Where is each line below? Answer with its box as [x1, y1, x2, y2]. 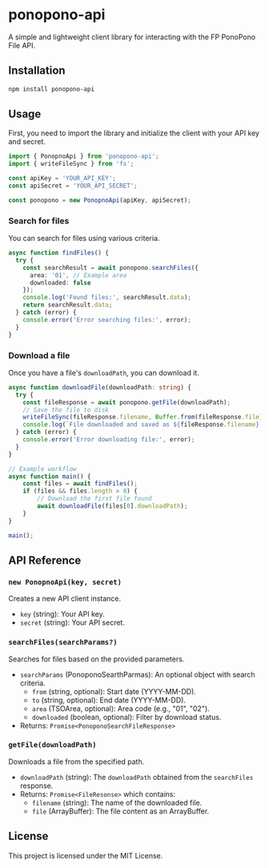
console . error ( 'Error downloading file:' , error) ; [22, 436, 195, 444]
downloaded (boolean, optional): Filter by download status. [31, 712, 222, 721]
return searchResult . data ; [22, 301, 113, 309]
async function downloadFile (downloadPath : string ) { [8, 383, 192, 392]
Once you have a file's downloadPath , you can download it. [8, 368, 200, 377]
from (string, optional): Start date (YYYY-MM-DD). [31, 686, 196, 696]
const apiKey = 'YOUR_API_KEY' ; [8, 175, 116, 183]
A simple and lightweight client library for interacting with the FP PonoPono [8, 32, 256, 42]
